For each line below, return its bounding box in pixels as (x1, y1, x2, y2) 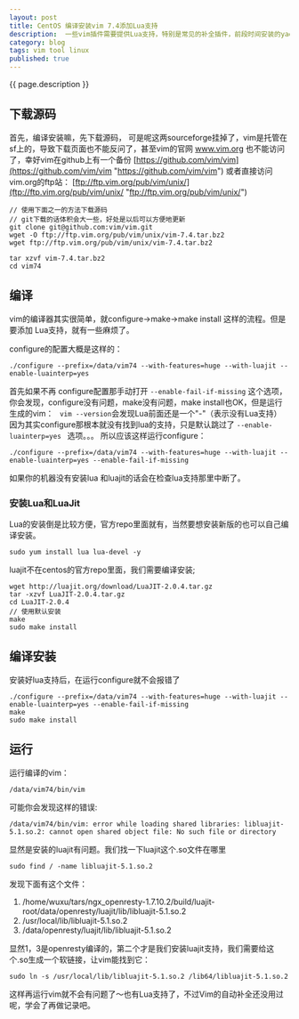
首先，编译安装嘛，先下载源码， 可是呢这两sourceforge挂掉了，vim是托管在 (9, 132, 287, 142)
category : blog (9, 37, 66, 47)
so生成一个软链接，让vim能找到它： (19, 954, 151, 965)
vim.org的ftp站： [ (9, 176, 76, 187)
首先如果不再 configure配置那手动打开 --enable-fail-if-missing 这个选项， (9, 385, 287, 396)
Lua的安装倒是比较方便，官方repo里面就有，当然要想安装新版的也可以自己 (9, 518, 282, 530)
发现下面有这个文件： (9, 878, 87, 889)
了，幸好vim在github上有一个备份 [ (9, 154, 137, 165)
